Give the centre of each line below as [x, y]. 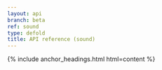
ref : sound [23, 26]
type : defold [26, 33]
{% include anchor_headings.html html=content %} [81, 59]
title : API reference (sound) [52, 40]
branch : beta [26, 20]
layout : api [25, 14]
